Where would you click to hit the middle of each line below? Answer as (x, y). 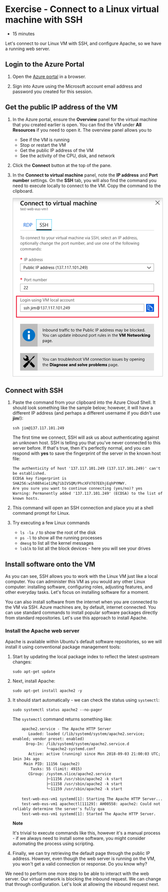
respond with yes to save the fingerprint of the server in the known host (86, 453)
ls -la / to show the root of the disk (58, 533)
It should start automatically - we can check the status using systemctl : (86, 700)
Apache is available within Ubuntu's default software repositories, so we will (84, 642)
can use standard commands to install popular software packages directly (81, 613)
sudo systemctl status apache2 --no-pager (57, 710)
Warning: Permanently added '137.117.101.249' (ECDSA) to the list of (87, 494)
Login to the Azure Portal (45, 64)
